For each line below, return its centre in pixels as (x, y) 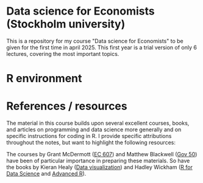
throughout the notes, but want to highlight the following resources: (91, 143)
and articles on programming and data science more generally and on (94, 129)
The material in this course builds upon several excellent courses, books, (98, 123)
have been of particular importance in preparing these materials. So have (98, 161)
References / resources (67, 106)
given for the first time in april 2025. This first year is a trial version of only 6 (101, 47)
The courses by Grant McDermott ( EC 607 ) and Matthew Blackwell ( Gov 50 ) (102, 154)
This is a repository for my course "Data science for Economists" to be (95, 41)
